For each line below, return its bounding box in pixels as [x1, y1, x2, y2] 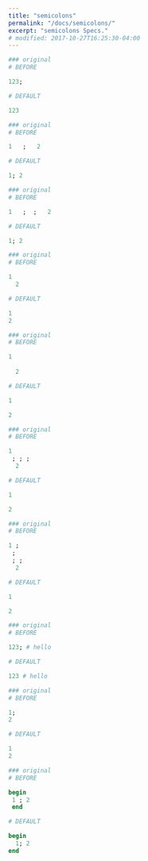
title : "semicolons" [8, 11, 77, 20]
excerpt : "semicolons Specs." [8, 26, 109, 34]
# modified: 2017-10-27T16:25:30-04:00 [8, 34, 141, 42]
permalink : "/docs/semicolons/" [8, 19, 115, 27]
